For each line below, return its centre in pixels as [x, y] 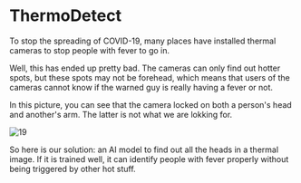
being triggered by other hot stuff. [73, 169]
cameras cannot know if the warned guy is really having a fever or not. [141, 87]
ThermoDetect [66, 16]
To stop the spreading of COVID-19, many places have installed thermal [143, 41]
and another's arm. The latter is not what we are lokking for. [121, 114]
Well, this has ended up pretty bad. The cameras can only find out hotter [145, 68]
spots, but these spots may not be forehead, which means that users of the [150, 77]
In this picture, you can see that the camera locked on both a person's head [150, 104]
